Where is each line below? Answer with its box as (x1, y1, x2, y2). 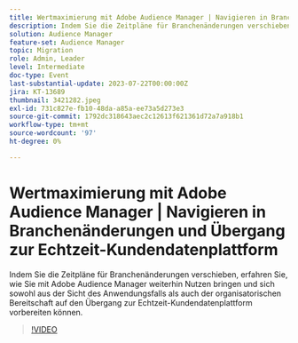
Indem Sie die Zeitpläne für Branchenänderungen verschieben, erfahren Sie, (9, 268, 288, 280)
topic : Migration (9, 46, 74, 55)
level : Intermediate (9, 63, 86, 72)
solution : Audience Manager (9, 29, 114, 38)
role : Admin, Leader (9, 54, 86, 63)
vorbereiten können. (9, 307, 83, 317)
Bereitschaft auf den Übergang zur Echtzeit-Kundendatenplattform (9, 297, 253, 307)
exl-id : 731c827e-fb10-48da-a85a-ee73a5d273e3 (9, 104, 184, 113)
